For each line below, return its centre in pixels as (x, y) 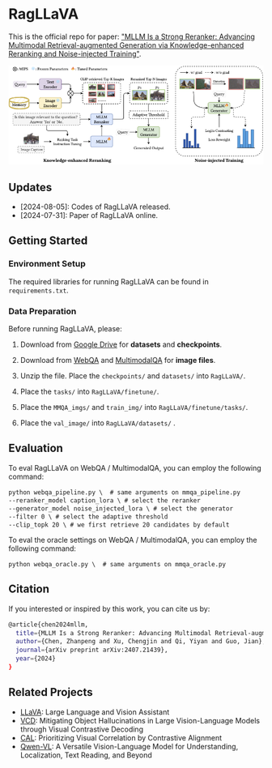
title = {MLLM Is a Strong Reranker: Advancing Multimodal (114, 633)
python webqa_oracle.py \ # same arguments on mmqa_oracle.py (117, 564)
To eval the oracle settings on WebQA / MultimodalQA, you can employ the (133, 540)
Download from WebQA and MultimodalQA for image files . (118, 361)
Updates (30, 187)
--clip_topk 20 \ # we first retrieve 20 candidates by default (119, 525)
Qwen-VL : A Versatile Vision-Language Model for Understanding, (129, 746)
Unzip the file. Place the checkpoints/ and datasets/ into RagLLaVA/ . (133, 376)
